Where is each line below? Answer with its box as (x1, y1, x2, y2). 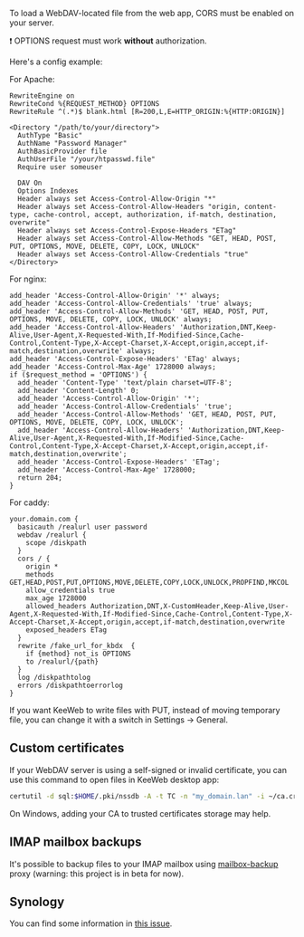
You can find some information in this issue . (9, 918, 173, 929)
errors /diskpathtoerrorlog (17, 681, 124, 690)
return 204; (17, 473, 63, 483)
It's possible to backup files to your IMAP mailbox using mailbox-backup (9, 858, 279, 869)
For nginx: (9, 273, 47, 284)
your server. (9, 17, 54, 28)
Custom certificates (9, 741, 125, 756)
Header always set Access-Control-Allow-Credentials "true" (17, 250, 249, 259)
